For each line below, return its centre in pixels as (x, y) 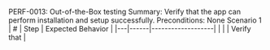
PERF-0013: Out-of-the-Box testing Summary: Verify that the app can (125, 12)
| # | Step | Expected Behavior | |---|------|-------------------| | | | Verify (130, 29)
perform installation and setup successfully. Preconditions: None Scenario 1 (135, 20)
